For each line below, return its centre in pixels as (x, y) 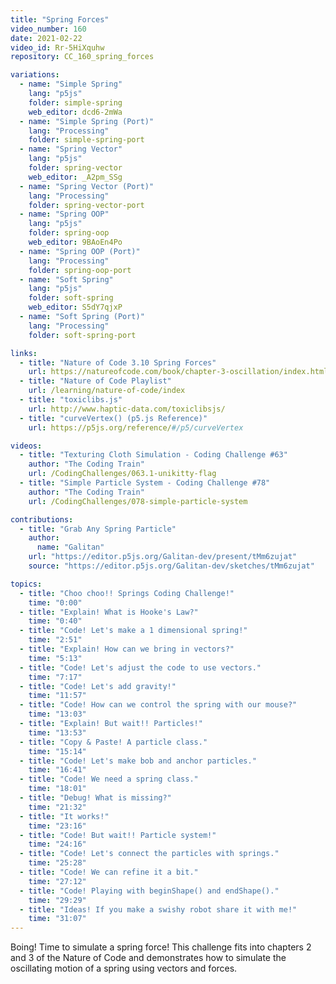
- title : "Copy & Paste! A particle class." (113, 742)
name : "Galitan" (70, 547)
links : (24, 353)
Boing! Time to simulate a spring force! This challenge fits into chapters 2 (161, 947)
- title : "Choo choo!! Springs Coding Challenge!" (127, 593)
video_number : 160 (48, 29)
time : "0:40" (55, 621)
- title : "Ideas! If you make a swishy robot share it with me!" (158, 909)
